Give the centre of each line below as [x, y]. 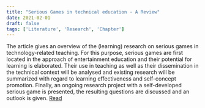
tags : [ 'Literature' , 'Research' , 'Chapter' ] [65, 29]
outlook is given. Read [34, 98]
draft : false [23, 23]
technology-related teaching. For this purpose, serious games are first [95, 53]
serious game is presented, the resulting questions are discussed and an [98, 92]
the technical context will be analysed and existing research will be [91, 72]
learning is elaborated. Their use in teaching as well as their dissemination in [102, 66]
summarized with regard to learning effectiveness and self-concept [91, 79]
